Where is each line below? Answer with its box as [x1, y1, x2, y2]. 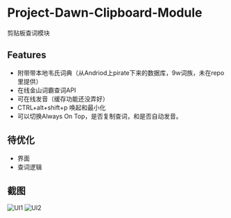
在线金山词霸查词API [17, 85, 76, 94]
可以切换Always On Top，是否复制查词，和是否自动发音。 [17, 112, 182, 120]
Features [7, 49, 46, 61]
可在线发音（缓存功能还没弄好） [17, 94, 109, 103]
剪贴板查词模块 [7, 28, 50, 37]
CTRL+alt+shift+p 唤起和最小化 [17, 103, 106, 112]
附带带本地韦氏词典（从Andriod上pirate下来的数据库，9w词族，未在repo [17, 68, 225, 77]
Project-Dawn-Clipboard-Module [7, 5, 203, 21]
